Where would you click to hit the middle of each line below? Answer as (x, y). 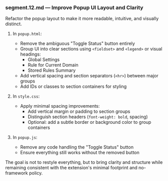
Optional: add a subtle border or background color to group (90, 122)
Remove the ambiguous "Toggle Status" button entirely (77, 43)
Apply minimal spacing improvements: (60, 106)
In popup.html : (27, 34)
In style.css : (26, 96)
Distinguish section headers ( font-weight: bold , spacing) (88, 117)
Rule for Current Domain (53, 65)
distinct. (14, 24)
